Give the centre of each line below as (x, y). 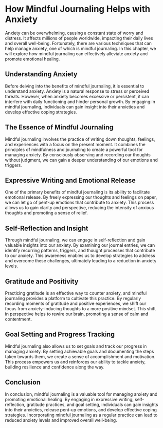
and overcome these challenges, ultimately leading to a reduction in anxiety (81, 261)
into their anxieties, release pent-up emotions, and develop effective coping (81, 409)
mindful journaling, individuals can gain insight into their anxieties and (75, 107)
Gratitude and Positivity (42, 281)
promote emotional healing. (32, 59)
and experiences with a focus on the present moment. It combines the (75, 144)
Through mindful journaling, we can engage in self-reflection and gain (75, 240)
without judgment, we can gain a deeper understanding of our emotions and (81, 160)
